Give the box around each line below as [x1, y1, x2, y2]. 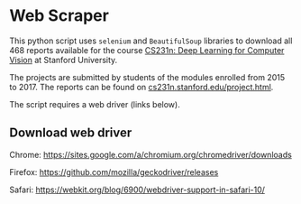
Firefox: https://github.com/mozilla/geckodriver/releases [9, 166, 219, 177]
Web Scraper [9, 5, 110, 26]
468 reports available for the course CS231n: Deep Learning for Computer [9, 44, 285, 55]
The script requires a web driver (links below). [9, 98, 180, 109]
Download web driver [9, 125, 132, 141]
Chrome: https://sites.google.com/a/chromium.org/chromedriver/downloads [9, 149, 293, 160]
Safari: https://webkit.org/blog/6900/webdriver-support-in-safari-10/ [9, 184, 266, 195]
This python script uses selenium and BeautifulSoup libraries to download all [9, 35, 293, 46]
